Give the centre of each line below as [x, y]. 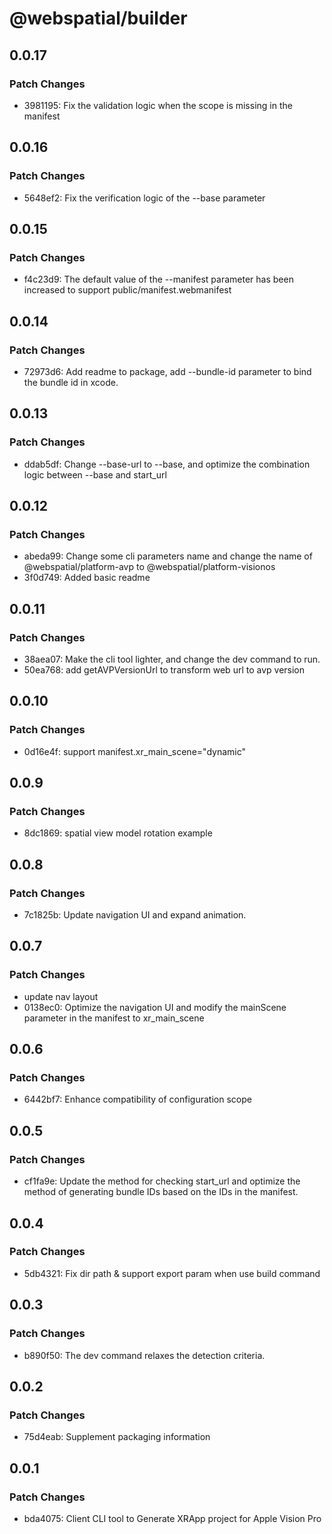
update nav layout [61, 996]
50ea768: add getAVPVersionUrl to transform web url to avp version [164, 670]
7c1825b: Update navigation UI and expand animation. [135, 915]
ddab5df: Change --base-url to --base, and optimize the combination [167, 464]
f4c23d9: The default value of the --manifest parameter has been [158, 279]
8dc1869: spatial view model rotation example [118, 833]
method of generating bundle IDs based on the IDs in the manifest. [161, 1192]
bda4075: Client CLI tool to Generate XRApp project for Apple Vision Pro [172, 1518]
